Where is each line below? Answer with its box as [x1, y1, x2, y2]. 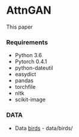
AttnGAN [6, 4, 52, 17]
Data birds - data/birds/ [14, 124, 73, 132]
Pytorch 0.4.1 [14, 58, 47, 66]
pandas [14, 77, 34, 84]
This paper [6, 23, 33, 30]
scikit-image [14, 96, 46, 103]
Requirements [6, 38, 48, 46]
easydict [14, 71, 37, 78]
